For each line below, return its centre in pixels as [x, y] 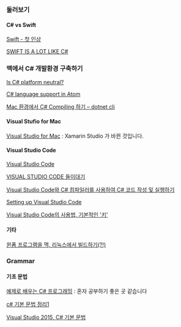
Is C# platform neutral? [35, 82]
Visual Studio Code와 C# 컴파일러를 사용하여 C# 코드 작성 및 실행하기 [90, 189]
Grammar [21, 261]
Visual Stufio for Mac [34, 122]
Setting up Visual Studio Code [44, 202]
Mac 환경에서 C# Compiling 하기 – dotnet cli [61, 107]
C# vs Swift [21, 25]
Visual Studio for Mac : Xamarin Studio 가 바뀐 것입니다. [75, 136]
